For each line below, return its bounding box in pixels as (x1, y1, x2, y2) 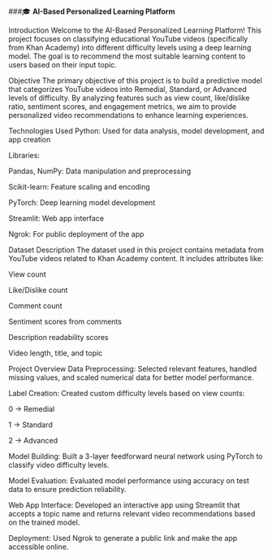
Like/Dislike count (8, 286, 68, 294)
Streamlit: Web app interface (8, 214, 104, 223)
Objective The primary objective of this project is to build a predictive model (8, 76, 262, 85)
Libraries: (8, 150, 41, 160)
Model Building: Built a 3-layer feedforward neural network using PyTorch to (8, 451, 263, 461)
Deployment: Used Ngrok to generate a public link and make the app (8, 534, 238, 543)
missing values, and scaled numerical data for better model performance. (8, 373, 254, 382)
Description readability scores (8, 333, 110, 342)
